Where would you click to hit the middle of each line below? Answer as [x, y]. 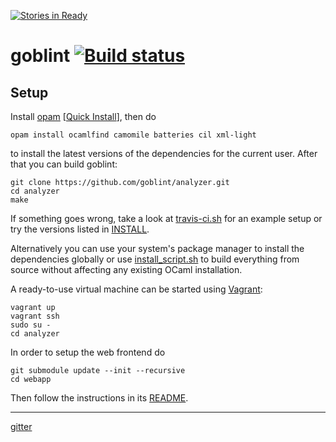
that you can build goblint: [64, 164]
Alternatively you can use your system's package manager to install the [157, 248]
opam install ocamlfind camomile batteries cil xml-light [133, 135]
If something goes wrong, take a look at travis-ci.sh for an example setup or [166, 218]
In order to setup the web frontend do [88, 352]
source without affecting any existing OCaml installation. [126, 269]
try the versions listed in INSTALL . [80, 229]
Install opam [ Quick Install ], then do [83, 116]
